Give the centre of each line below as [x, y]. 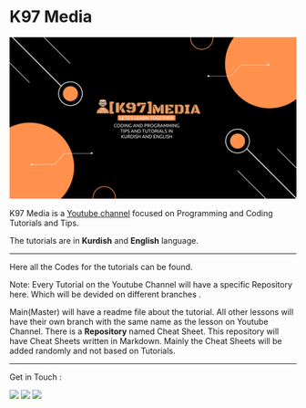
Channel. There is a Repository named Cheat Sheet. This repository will [144, 331]
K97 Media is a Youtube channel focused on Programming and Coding [141, 214]
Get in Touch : [36, 377]
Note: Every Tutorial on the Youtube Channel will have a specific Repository [151, 285]
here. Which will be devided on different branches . [106, 295]
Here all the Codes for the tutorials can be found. [101, 267]
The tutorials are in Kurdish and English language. [104, 241]
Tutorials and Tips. [44, 223]
